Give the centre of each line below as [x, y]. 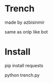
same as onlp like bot [26, 32]
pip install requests [24, 65]
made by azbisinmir [25, 22]
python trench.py [22, 75]
